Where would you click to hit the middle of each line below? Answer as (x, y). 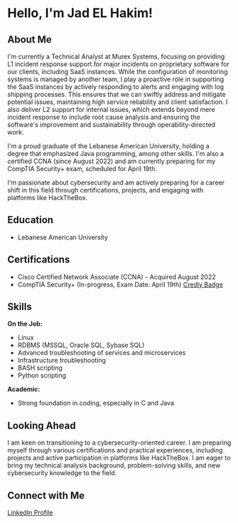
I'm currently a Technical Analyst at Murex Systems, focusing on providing (116, 56)
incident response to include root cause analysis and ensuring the (104, 117)
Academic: (24, 389)
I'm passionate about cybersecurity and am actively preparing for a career (116, 182)
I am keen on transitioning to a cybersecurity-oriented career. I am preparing (119, 442)
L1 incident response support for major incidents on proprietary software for (118, 64)
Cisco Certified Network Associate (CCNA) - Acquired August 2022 (117, 276)
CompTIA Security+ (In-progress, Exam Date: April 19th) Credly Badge (120, 284)
